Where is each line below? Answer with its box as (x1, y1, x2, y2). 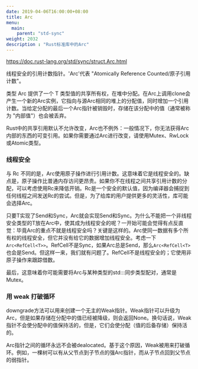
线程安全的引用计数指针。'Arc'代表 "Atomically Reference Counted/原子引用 (6, 70, 191, 77)
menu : (6, 19, 20, 25)
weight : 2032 (6, 36, 38, 42)
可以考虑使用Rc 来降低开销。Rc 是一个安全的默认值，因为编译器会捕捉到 (16, 185, 190, 192)
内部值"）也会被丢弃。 (15, 112, 70, 119)
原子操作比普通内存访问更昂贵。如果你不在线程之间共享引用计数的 (21, 178, 182, 185)
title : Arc (6, 14, 33, 20)
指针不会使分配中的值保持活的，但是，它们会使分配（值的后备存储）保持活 (6, 322, 187, 329)
